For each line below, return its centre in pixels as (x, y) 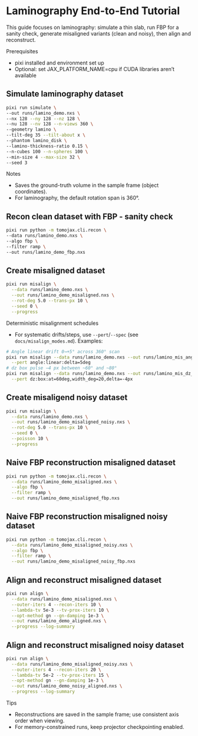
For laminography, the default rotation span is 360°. (77, 198)
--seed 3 (17, 163)
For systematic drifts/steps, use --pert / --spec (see (76, 334)
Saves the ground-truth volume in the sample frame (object (87, 185)
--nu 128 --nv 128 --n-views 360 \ (50, 124)
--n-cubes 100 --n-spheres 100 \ (47, 151)
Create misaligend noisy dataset (67, 398)
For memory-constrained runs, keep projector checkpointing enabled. (99, 727)
